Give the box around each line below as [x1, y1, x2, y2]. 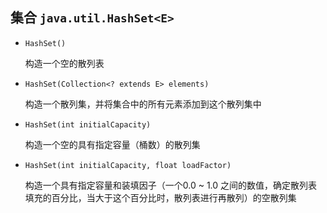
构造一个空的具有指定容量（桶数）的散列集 [24, 138, 201, 150]
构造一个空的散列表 [24, 57, 105, 69]
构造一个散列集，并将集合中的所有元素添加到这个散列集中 [24, 98, 262, 110]
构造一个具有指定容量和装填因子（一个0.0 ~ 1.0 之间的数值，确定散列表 [24, 179, 318, 191]
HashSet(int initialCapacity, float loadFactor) [24, 160, 232, 170]
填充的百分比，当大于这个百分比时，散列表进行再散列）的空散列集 [24, 191, 297, 203]
